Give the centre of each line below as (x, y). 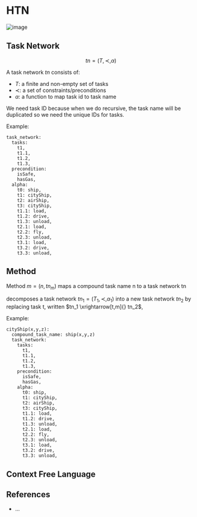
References (28, 494)
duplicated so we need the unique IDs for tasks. (65, 114)
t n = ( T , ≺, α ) (101, 60)
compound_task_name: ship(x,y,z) (53, 335)
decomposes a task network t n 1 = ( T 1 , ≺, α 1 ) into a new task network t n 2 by (99, 300)
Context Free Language (51, 474)
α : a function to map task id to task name (65, 96)
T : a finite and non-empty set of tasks (62, 84)
